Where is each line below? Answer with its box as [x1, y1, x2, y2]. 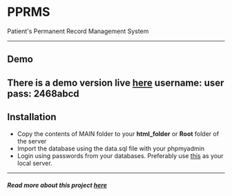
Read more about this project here [7, 181, 107, 190]
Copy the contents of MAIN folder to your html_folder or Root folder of [17, 129, 220, 138]
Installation [7, 111, 57, 123]
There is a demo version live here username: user [7, 77, 224, 88]
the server [17, 137, 47, 145]
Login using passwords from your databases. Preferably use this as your [17, 151, 224, 159]
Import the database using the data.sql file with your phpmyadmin [17, 144, 205, 153]
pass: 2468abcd [7, 88, 79, 99]
